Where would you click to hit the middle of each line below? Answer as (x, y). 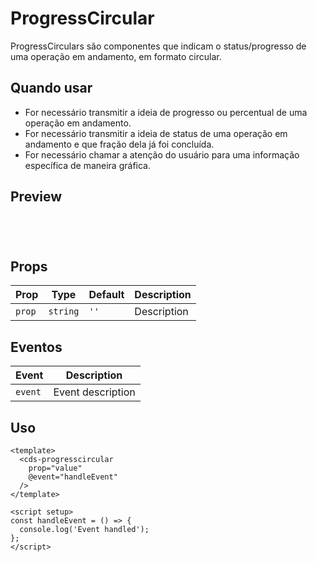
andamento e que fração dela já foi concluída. (119, 144)
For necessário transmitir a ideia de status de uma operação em (156, 133)
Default (106, 295)
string (64, 311)
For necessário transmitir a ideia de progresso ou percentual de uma (166, 112)
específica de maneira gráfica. (87, 165)
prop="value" (55, 468)
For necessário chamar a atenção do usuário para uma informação (162, 154)
